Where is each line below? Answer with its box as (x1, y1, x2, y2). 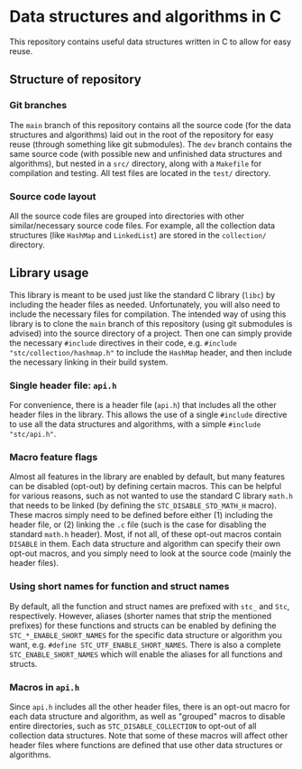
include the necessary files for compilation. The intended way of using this (9, 309, 287, 320)
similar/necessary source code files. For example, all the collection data (9, 219, 276, 231)
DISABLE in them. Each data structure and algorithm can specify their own (9, 539, 281, 550)
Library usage (9, 265, 89, 281)
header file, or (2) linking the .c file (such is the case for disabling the (9, 519, 267, 530)
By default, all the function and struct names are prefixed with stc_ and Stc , (9, 600, 290, 611)
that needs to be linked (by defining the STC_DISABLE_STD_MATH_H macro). (9, 500, 278, 511)
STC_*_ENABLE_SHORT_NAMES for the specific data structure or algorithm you (9, 629, 282, 640)
